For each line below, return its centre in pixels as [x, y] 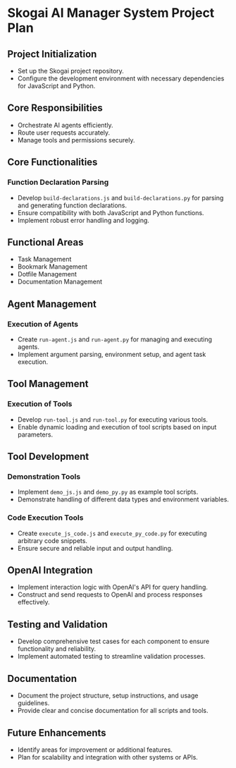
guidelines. [33, 703]
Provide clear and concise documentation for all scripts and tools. [113, 711]
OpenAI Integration [50, 570]
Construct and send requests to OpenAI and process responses [110, 595]
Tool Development [48, 457]
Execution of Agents [43, 324]
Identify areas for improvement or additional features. [95, 750]
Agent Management [52, 304]
